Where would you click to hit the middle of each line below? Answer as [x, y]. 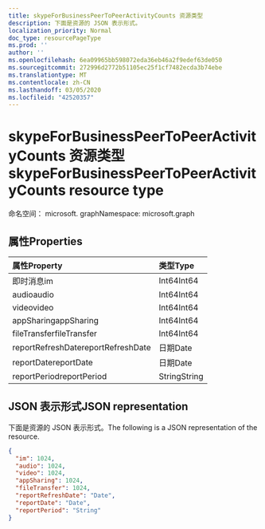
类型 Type [177, 266]
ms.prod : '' [28, 45]
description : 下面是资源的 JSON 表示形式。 [75, 23]
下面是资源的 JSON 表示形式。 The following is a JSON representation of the [133, 427]
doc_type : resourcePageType [55, 38]
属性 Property [37, 266]
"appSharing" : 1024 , [49, 481]
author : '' [26, 53]
